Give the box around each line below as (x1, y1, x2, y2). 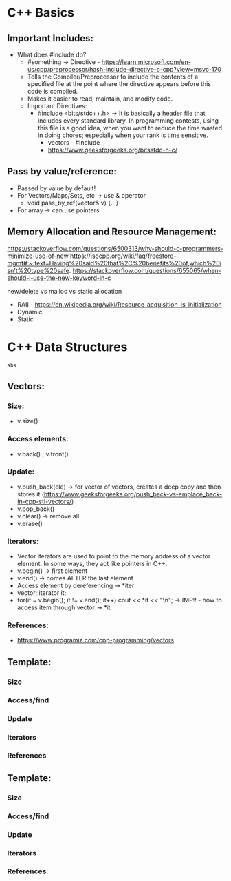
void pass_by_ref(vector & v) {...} (27, 199, 119, 207)
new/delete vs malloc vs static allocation (7, 287, 122, 295)
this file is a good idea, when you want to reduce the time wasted (37, 124, 223, 132)
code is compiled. (27, 88, 78, 95)
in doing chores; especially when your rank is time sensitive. (37, 131, 208, 139)
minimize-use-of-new (7, 252, 69, 260)
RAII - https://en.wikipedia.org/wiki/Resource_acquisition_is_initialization (16, 300, 222, 308)
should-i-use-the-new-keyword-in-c (7, 274, 111, 282)
